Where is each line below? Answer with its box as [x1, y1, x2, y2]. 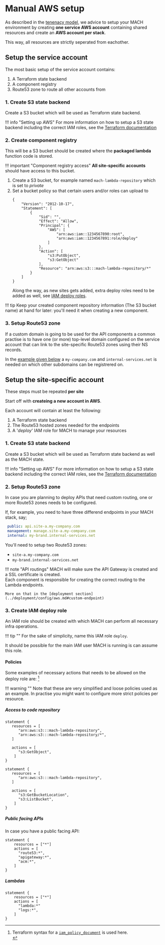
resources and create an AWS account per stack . [5, 29, 106, 35]
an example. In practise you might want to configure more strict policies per [5, 691, 158, 696]
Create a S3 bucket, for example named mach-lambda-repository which [12, 177, 156, 183]
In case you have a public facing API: [5, 828, 80, 834]
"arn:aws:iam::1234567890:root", [56, 232, 125, 237]
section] [75, 591, 93, 596]
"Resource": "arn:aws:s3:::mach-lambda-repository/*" [38, 266, 151, 271]
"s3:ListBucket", [18, 797, 54, 802]
